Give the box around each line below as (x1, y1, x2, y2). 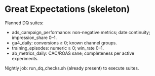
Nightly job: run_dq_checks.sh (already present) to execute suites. (4, 65, 139, 71)
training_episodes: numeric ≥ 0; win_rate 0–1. (11, 45, 104, 51)
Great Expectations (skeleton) (4, 3, 130, 15)
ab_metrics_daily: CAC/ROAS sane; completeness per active (11, 50, 134, 56)
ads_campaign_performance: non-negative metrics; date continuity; (11, 29, 151, 35)
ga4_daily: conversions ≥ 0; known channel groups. (11, 39, 117, 45)
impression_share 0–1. (11, 35, 57, 40)
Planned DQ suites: (4, 20, 44, 26)
